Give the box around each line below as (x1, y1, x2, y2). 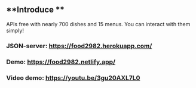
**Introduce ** (6, 5, 65, 15)
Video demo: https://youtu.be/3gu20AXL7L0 (6, 74, 140, 82)
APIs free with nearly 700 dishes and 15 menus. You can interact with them (6, 20, 191, 27)
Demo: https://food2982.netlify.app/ (6, 58, 115, 66)
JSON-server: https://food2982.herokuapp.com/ (6, 42, 152, 50)
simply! (6, 27, 24, 34)
